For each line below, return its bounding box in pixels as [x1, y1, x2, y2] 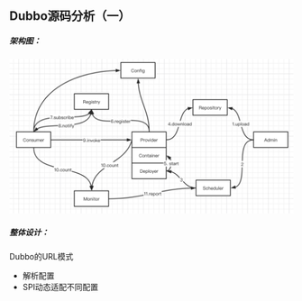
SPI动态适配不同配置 [22, 281, 99, 292]
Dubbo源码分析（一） [9, 8, 131, 24]
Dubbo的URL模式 [9, 251, 74, 261]
